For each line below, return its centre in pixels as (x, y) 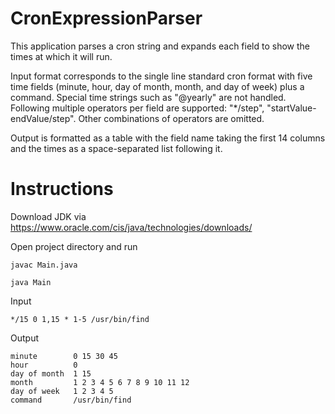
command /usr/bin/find (71, 400)
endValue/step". (43, 118)
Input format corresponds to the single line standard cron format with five (161, 76)
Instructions (62, 189)
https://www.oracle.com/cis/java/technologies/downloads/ (131, 227)
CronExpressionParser (106, 18)
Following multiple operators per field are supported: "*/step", (137, 108)
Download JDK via (48, 216)
